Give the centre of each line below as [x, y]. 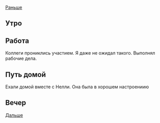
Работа [17, 41]
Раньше [14, 7]
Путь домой [26, 74]
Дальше [14, 115]
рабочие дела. [21, 59]
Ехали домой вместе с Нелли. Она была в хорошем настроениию [77, 87]
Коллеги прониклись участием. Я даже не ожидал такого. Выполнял [80, 53]
